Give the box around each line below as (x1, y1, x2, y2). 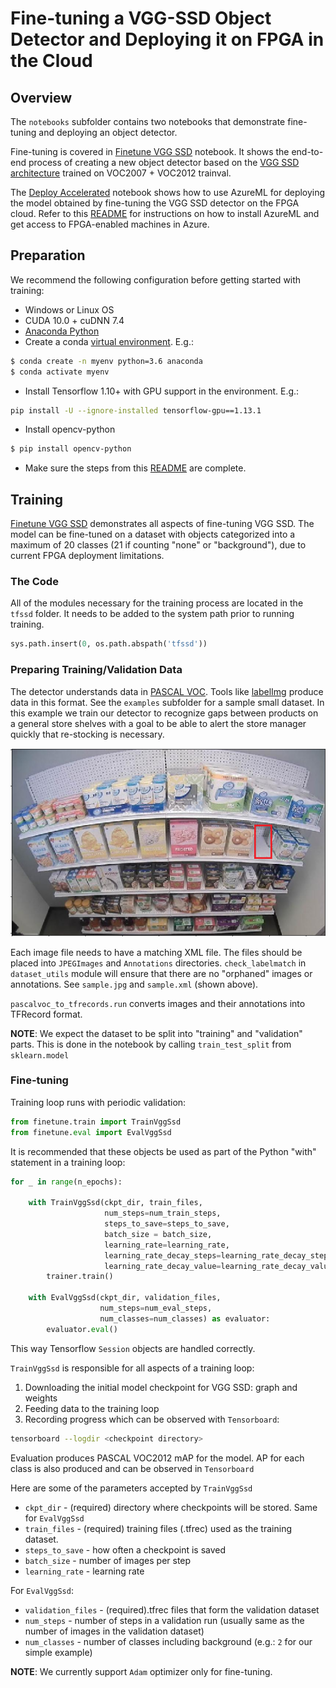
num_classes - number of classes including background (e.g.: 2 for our (24, 1635, 313, 1647)
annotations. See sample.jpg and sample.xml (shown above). (10, 978, 259, 990)
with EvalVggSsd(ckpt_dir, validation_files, (28, 1293, 222, 1303)
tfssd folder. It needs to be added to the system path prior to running (10, 608, 295, 620)
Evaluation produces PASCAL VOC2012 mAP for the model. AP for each (10, 1452, 305, 1464)
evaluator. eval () (46, 1324, 118, 1334)
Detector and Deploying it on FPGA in (10, 28, 325, 51)
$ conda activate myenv (10, 367, 110, 377)
